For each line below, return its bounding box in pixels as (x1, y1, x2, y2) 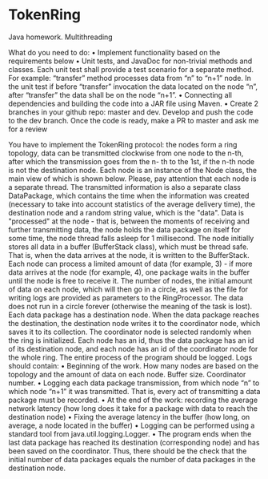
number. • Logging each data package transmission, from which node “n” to (8, 378, 260, 388)
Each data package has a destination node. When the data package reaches (8, 310, 260, 320)
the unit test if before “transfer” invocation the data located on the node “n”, (8, 82, 258, 91)
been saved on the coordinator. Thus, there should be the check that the (8, 446, 247, 456)
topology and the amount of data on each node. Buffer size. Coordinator (8, 369, 246, 379)
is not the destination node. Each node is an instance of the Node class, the (8, 165, 258, 175)
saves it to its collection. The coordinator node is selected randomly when (8, 327, 252, 336)
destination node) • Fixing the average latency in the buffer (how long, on (8, 412, 250, 421)
